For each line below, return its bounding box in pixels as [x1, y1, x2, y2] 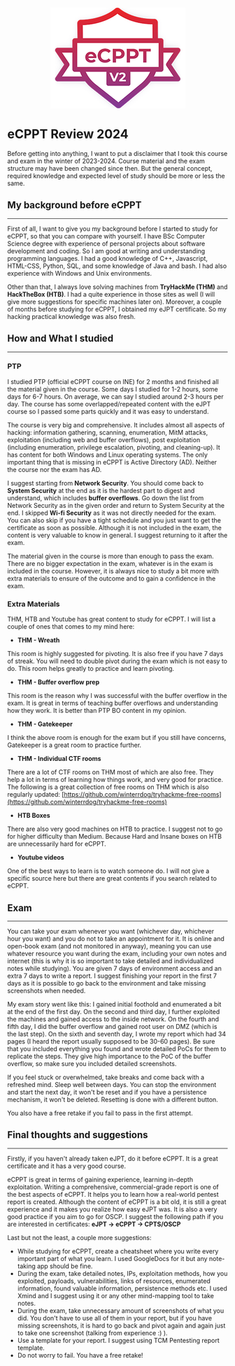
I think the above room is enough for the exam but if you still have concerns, [7, 734, 227, 742]
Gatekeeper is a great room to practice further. [7, 741, 142, 749]
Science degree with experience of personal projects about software [7, 239, 206, 248]
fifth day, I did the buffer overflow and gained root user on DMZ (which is [7, 1022, 218, 1030]
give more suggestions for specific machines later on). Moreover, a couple [7, 297, 222, 306]
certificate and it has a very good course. [7, 1162, 127, 1170]
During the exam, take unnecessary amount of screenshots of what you [17, 1306, 225, 1315]
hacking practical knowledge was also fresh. [7, 312, 136, 320]
